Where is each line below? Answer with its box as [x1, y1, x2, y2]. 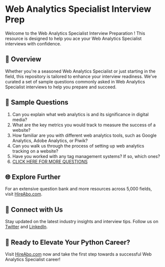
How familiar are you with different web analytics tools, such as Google [12, 132, 157, 138]
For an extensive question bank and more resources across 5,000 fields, [5, 186, 152, 192]
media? [12, 116, 28, 122]
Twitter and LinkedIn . [5, 224, 48, 230]
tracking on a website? [12, 148, 59, 154]
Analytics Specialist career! [5, 257, 61, 262]
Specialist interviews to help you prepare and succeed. [5, 84, 117, 90]
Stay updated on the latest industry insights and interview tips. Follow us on [5, 219, 159, 225]
